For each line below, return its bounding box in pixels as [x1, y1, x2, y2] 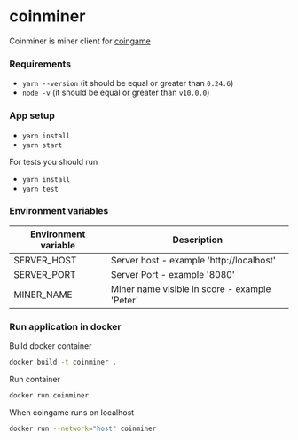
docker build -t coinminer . [9, 357, 117, 367]
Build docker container [9, 341, 92, 351]
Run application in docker [9, 320, 122, 333]
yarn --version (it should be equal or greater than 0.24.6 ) [21, 78, 234, 89]
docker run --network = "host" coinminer [9, 424, 157, 433]
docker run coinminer [9, 391, 90, 400]
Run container [9, 374, 60, 384]
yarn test [21, 185, 59, 193]
